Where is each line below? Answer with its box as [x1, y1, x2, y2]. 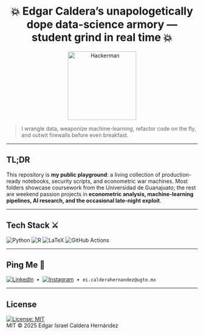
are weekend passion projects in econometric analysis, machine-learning [6, 190, 194, 197]
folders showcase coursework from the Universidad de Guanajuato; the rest [6, 184, 196, 191]
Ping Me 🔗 [6, 259, 46, 270]
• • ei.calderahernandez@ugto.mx [36, 276, 157, 283]
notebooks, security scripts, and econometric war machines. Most [22, 177, 188, 185]
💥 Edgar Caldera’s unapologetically [11, 4, 193, 18]
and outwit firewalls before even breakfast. [21, 131, 129, 138]
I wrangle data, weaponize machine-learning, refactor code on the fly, [21, 125, 196, 132]
